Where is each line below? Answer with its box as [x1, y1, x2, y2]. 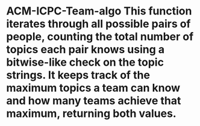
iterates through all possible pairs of [6, 17, 191, 31]
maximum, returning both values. [6, 107, 177, 121]
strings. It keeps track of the [6, 68, 151, 82]
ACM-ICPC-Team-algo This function [6, 4, 192, 18]
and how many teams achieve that [6, 94, 181, 108]
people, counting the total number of [6, 30, 194, 43]
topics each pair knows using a [6, 43, 165, 57]
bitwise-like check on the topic [6, 55, 164, 69]
